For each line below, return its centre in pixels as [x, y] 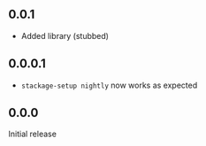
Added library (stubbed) [65, 35]
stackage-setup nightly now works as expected [109, 85]
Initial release [32, 134]
